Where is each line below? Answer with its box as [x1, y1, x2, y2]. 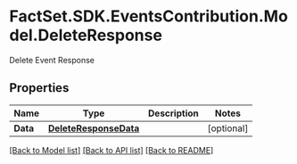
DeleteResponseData [47, 122, 140, 135]
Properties [9, 80, 70, 95]
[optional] [207, 122, 249, 135]
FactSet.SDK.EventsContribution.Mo [9, 6, 288, 27]
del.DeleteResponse [9, 25, 163, 45]
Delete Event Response [9, 54, 95, 65]
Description [148, 107, 199, 119]
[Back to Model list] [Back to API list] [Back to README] [9, 144, 214, 155]
